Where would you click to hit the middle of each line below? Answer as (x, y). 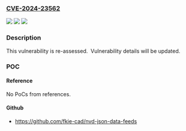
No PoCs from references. (38, 94)
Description (24, 38)
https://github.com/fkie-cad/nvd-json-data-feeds (76, 121)
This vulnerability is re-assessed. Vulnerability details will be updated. (93, 51)
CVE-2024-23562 (33, 8)
